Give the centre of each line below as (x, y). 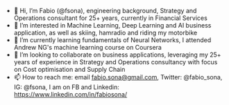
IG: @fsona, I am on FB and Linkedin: (66, 87)
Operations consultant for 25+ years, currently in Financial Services (111, 18)
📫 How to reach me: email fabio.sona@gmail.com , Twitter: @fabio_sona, (118, 77)
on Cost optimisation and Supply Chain (69, 69)
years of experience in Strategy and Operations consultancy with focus (116, 62)
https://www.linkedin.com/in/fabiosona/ (70, 94)
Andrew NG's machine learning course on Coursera (87, 47)
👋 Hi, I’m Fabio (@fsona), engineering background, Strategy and (105, 11)
